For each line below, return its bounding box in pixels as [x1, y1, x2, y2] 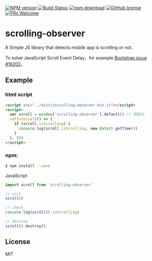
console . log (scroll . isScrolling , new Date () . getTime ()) [18, 126, 138, 131]
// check [5, 205, 24, 210]
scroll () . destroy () [5, 223, 46, 229]
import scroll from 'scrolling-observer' [5, 182, 93, 187]
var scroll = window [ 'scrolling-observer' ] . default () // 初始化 [10, 112, 144, 117]
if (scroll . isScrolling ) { [14, 121, 71, 126]
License [5, 237, 31, 246]
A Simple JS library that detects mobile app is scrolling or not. [5, 44, 133, 50]
